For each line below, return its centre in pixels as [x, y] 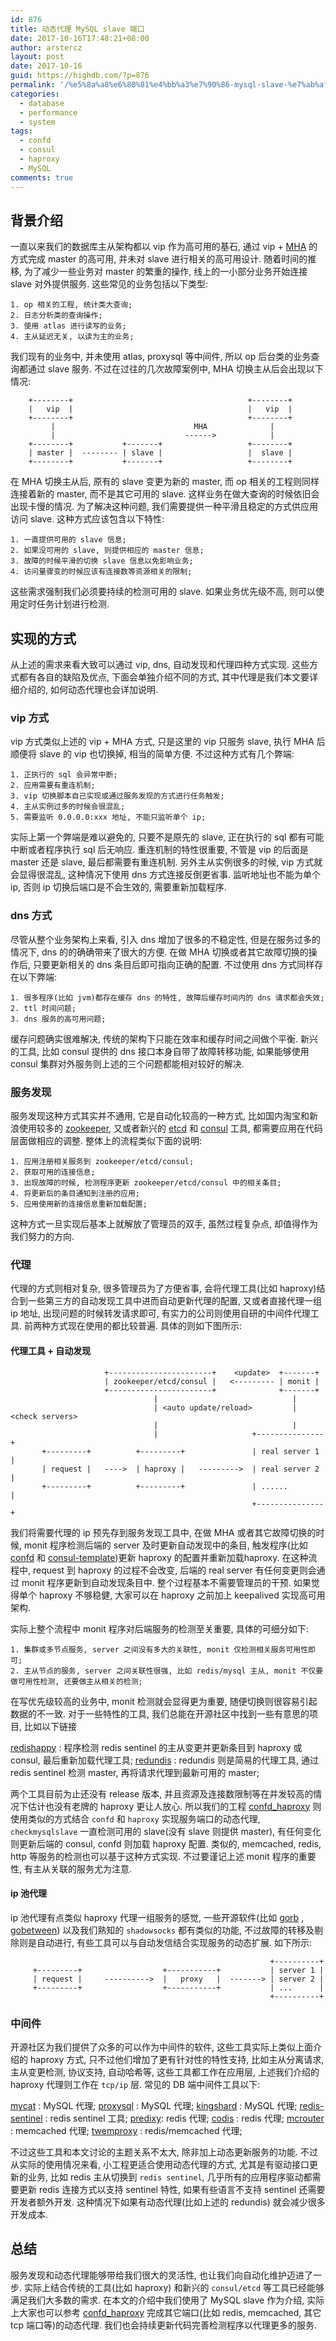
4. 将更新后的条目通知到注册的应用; [75, 1194]
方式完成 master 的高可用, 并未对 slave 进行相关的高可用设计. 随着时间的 [159, 259]
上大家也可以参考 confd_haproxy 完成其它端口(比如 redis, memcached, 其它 [166, 2312]
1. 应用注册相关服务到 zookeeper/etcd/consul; [102, 1162]
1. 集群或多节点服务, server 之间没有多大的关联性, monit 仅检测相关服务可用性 [159, 1649]
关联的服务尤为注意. [91, 1868]
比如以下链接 [50, 1726]
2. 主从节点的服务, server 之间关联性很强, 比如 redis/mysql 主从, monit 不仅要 [167, 1671]
